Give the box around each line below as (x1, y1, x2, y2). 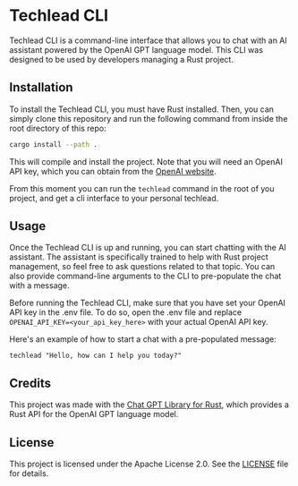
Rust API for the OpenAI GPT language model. (9, 409, 179, 420)
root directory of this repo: (9, 123, 106, 133)
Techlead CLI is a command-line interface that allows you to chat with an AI (9, 35, 288, 46)
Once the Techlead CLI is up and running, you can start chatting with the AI (9, 243, 286, 253)
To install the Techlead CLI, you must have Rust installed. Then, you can (9, 104, 275, 115)
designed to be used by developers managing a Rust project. (9, 54, 234, 64)
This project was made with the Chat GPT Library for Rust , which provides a (9, 399, 289, 410)
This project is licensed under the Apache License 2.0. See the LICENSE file (9, 458, 289, 470)
